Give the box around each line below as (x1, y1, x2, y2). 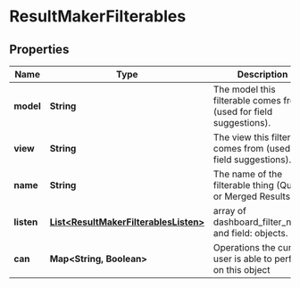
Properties (9, 42, 70, 57)
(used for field (212, 105, 273, 118)
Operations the (212, 242, 276, 253)
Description (237, 69, 288, 80)
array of (212, 205, 247, 217)
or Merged (212, 190, 257, 202)
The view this (212, 131, 270, 144)
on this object (212, 264, 271, 276)
